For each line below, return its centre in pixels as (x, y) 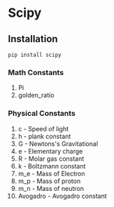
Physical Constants (42, 114)
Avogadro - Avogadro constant (62, 196)
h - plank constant (44, 136)
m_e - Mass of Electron (51, 173)
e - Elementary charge (50, 151)
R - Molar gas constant (51, 159)
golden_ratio (36, 95)
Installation (33, 39)
